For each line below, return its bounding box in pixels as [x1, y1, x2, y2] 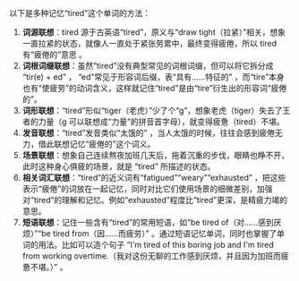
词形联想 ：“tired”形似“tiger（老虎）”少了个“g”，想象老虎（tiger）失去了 [21, 106, 284, 115]
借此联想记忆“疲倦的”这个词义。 [38, 139, 156, 149]
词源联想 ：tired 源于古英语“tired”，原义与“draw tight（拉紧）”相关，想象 [21, 27, 286, 38]
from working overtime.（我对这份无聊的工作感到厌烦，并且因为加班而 [21, 251, 282, 261]
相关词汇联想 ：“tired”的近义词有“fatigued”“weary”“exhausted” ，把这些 [21, 173, 286, 183]
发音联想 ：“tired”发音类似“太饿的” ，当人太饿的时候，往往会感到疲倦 [21, 128, 276, 138]
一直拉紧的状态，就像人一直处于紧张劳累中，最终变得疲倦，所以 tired [21, 38, 278, 48]
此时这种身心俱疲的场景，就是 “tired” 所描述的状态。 [21, 161, 216, 172]
